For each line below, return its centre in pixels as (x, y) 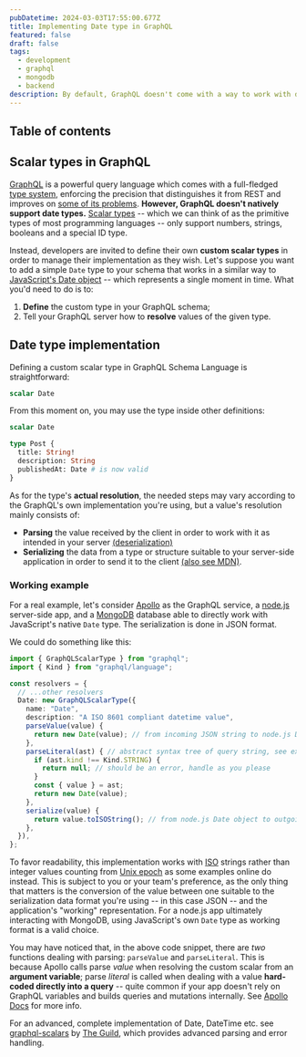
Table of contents (60, 131)
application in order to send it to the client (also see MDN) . (132, 561)
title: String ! (46, 452)
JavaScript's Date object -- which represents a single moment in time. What (152, 279)
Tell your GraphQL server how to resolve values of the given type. (147, 316)
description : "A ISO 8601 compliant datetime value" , (130, 718)
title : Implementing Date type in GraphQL (91, 26)
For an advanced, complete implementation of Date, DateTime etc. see (142, 1023)
